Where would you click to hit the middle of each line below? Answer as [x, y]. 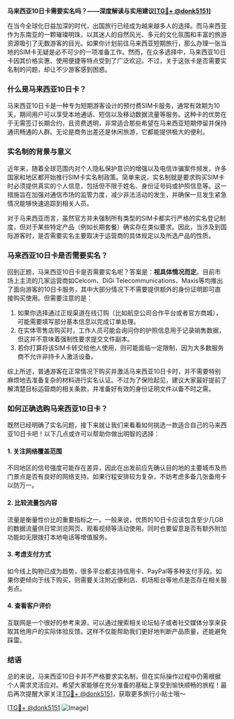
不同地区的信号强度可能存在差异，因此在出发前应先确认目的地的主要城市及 [114, 468]
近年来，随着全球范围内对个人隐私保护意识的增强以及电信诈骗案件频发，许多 [117, 168]
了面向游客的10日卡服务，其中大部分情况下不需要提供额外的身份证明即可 [111, 289]
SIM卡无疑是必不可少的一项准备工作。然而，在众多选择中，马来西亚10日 [123, 52]
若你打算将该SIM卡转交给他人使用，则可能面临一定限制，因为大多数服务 [120, 348]
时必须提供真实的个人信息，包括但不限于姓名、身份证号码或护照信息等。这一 [117, 186]
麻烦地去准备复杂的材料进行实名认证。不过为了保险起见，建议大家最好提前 [114, 380]
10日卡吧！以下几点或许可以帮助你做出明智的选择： [86, 434]
